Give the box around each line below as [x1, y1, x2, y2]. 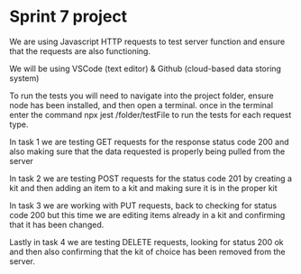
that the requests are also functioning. [9, 45, 151, 56]
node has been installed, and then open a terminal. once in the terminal [9, 99, 273, 110]
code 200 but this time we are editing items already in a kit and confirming [9, 209, 286, 220]
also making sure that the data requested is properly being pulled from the [9, 146, 286, 157]
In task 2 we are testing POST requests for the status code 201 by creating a [9, 173, 293, 184]
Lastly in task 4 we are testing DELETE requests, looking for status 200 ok [9, 236, 284, 247]
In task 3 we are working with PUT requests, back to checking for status [9, 200, 278, 211]
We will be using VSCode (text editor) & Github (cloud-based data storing [9, 63, 282, 74]
